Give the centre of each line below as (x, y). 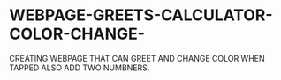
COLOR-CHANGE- (77, 34)
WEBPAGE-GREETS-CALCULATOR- (141, 15)
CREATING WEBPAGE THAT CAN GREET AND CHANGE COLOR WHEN (137, 58)
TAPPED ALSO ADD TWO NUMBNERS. (80, 68)
